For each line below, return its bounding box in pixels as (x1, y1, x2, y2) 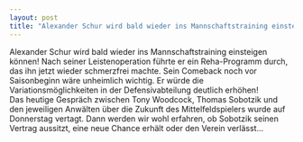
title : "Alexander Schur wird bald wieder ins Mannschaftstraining (9, 22, 269, 31)
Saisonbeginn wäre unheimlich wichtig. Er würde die (9, 75, 205, 85)
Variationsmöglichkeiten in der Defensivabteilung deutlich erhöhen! (9, 84, 259, 95)
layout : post (9, 13, 59, 22)
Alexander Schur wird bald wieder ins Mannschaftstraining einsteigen (9, 46, 268, 57)
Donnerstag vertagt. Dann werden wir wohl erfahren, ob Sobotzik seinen (9, 113, 280, 124)
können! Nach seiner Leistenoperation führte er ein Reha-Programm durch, (9, 56, 289, 67)
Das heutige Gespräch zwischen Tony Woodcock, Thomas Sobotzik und (9, 93, 278, 104)
